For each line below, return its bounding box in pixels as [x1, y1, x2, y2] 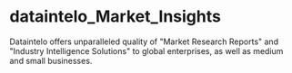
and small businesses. [9, 55, 93, 66]
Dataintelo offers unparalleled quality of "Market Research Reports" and [9, 36, 279, 47]
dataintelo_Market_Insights [9, 6, 221, 27]
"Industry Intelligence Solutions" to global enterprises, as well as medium [9, 45, 284, 56]
